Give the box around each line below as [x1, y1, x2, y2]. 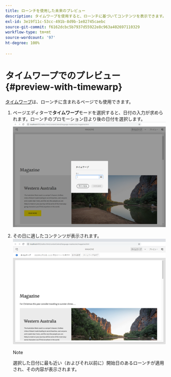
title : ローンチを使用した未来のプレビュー [5, 8, 85, 13]
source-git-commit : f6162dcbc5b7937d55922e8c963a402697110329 [5, 24, 140, 30]
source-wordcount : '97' [5, 35, 56, 40]
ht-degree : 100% [5, 41, 40, 46]
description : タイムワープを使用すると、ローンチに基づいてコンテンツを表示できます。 [5, 13, 166, 19]
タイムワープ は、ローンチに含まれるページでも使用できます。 [5, 98, 134, 104]
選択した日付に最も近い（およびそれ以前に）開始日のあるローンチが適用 [12, 360, 164, 366]
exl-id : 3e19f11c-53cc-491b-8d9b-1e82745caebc [5, 19, 106, 24]
